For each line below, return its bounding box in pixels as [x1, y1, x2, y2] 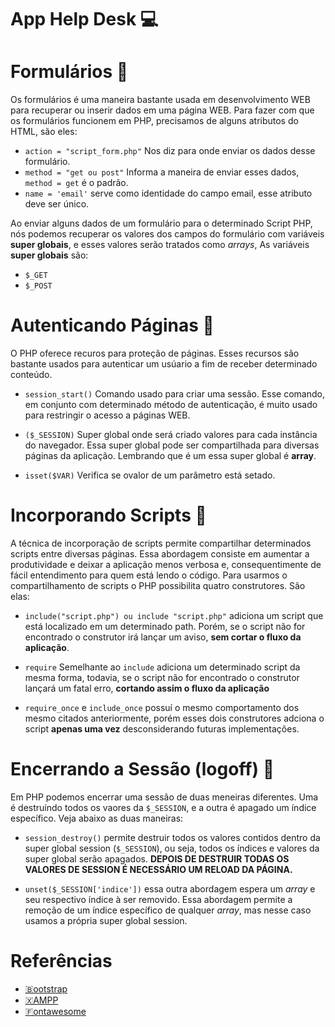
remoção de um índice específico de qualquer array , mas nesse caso [24, 904, 312, 916]
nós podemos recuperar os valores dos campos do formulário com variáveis [10, 228, 325, 240]
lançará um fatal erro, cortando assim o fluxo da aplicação [24, 682, 270, 694]
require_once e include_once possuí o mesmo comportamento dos [24, 702, 300, 713]
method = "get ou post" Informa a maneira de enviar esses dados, [24, 166, 300, 178]
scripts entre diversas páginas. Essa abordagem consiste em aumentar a [10, 548, 310, 560]
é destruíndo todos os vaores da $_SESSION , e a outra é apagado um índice [10, 801, 317, 813]
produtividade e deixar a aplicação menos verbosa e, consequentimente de [10, 559, 322, 570]
